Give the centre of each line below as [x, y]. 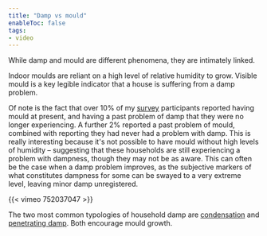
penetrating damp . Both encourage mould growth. [90, 223]
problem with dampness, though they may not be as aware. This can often [130, 159]
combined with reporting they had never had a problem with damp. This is [130, 133]
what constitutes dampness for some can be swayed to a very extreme [125, 176]
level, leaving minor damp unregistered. [73, 184]
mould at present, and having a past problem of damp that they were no [126, 117]
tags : [17, 30]
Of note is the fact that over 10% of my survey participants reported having [132, 108]
